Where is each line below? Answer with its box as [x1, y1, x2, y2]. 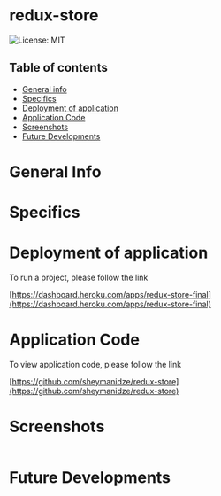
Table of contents [9, 60, 108, 75]
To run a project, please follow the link [9, 272, 149, 283]
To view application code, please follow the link [9, 360, 182, 369]
